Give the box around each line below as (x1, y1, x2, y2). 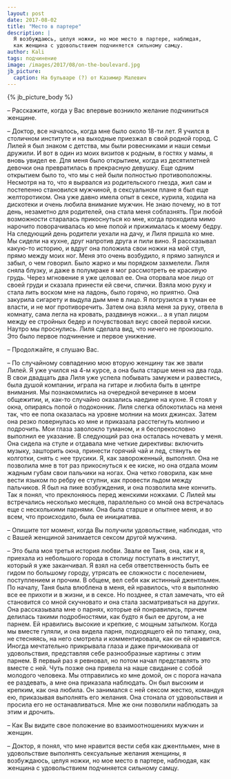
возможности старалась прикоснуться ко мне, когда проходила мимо (7, 215, 216, 223)
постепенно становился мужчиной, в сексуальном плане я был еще (7, 185, 209, 194)
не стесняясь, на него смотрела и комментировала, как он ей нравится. (7, 635, 221, 643)
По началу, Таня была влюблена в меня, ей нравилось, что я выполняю (7, 583, 219, 591)
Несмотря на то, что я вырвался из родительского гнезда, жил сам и (7, 179, 212, 187)
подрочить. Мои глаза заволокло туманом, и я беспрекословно (7, 425, 196, 433)
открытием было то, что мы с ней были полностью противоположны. (7, 171, 212, 179)
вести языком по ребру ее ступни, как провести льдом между (7, 476, 192, 485)
